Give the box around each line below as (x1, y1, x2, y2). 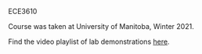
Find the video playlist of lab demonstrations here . (8, 37, 170, 46)
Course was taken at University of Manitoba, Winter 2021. (8, 22, 194, 31)
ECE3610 (8, 7, 38, 16)
